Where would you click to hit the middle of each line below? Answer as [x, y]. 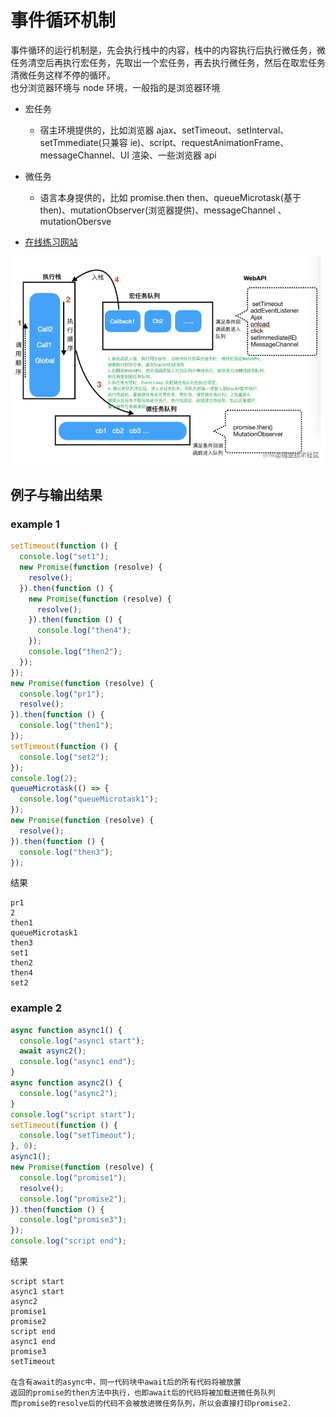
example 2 [36, 1008]
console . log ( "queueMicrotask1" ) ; [89, 799]
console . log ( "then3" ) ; [66, 852]
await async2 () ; [53, 1051]
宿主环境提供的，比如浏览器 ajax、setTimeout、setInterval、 [164, 130]
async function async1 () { [66, 1030]
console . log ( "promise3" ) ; [73, 1220]
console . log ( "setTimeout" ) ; [78, 1136]
